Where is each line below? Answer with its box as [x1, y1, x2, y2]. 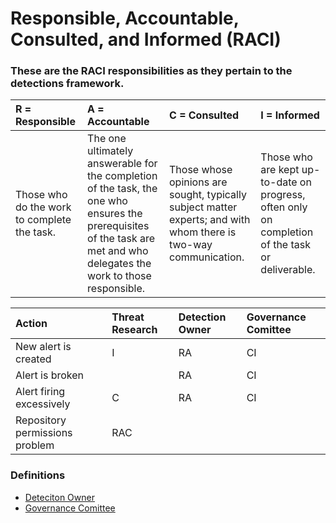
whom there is [169, 225, 237, 239]
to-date [260, 175, 298, 189]
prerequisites [87, 219, 150, 233]
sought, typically [169, 188, 247, 202]
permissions [15, 426, 73, 440]
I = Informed [260, 108, 320, 122]
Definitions [10, 468, 66, 482]
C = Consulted [169, 108, 240, 122]
